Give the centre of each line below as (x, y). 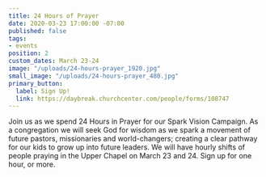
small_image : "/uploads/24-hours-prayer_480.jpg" (94, 76)
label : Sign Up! (43, 91)
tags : (17, 38)
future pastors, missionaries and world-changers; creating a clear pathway (133, 139)
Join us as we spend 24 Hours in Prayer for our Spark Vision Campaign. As (133, 121)
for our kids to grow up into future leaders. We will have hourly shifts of (127, 147)
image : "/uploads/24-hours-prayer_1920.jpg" (84, 69)
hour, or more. (32, 164)
